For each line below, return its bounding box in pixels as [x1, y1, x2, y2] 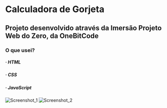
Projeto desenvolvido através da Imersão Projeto [5, 24, 162, 32]
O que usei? [5, 46, 35, 53]
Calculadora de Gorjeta [5, 4, 105, 15]
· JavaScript [5, 84, 32, 90]
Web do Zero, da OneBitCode [5, 31, 99, 40]
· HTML [5, 59, 21, 65]
